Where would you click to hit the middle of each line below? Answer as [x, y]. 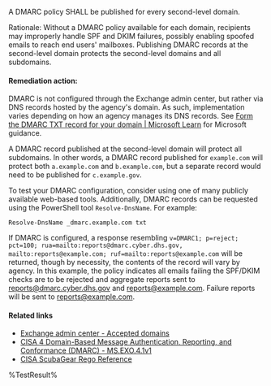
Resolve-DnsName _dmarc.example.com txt [78, 223]
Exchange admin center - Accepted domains [95, 333]
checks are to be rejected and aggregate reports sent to [102, 280]
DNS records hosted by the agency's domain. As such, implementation [127, 107]
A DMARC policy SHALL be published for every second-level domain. [125, 12]
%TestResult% [33, 375]
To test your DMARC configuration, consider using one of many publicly [129, 191]
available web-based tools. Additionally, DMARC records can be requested [133, 199]
